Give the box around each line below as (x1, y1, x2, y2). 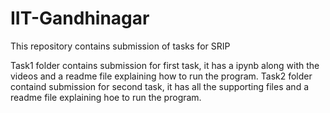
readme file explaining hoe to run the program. (10, 91, 202, 103)
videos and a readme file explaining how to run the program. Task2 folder (10, 70, 313, 82)
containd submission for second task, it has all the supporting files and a (10, 80, 309, 92)
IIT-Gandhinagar (10, 7, 150, 30)
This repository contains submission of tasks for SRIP (10, 40, 231, 52)
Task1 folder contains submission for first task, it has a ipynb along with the (10, 59, 320, 71)
